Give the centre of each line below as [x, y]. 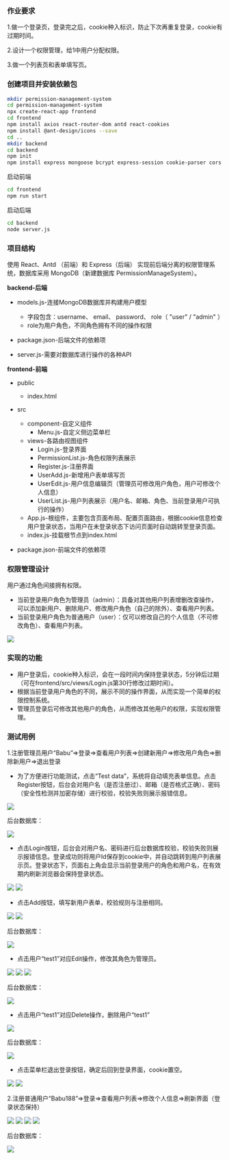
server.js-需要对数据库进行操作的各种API [74, 355]
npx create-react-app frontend [52, 112]
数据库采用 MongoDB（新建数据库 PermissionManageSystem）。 [109, 273]
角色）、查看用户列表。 [55, 626]
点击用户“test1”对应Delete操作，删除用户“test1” [83, 1015]
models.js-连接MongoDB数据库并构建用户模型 [82, 303]
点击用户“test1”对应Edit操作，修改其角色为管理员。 [89, 958]
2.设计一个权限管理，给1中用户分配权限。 [65, 50]
